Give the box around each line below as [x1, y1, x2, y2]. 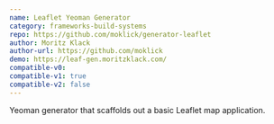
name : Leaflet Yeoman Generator [9, 13, 131, 22]
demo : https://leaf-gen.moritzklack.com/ [9, 55, 168, 64]
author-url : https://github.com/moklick [9, 47, 164, 56]
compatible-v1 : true [9, 72, 87, 81]
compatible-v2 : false [9, 80, 91, 89]
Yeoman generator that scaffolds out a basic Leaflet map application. [9, 104, 266, 115]
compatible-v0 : [9, 64, 67, 73]
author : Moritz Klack [9, 38, 91, 48]
